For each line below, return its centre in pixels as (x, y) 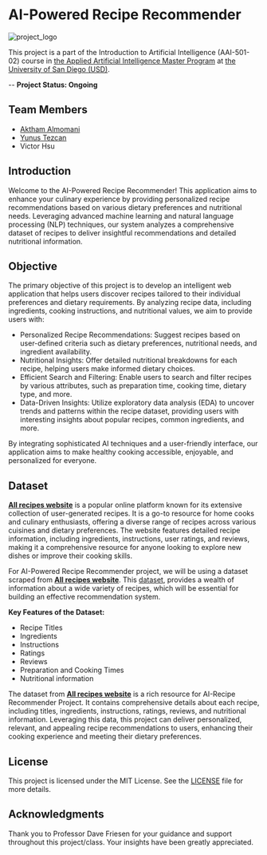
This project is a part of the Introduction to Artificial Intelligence (112, 52)
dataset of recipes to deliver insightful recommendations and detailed (122, 232)
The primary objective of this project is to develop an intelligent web (120, 286)
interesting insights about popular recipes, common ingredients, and (132, 420)
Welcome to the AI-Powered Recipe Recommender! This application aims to (133, 190)
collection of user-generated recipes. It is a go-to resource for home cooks (132, 513)
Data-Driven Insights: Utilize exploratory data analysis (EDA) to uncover (137, 403)
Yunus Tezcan (43, 137)
